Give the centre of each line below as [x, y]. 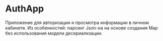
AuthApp [25, 9]
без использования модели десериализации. [54, 33]
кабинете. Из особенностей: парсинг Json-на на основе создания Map [81, 27]
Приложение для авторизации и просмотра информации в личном [77, 22]
